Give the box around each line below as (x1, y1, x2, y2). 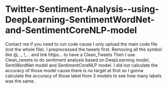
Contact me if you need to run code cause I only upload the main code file (5, 41, 158, 47)
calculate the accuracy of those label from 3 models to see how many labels (5, 73, 162, 79)
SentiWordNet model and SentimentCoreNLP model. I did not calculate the (5, 62, 158, 68)
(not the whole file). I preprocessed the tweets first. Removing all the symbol (5, 46, 162, 52)
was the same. (5, 78, 35, 84)
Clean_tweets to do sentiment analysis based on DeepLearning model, (5, 57, 150, 63)
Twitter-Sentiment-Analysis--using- (5, 3, 160, 15)
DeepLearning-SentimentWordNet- (5, 14, 155, 25)
